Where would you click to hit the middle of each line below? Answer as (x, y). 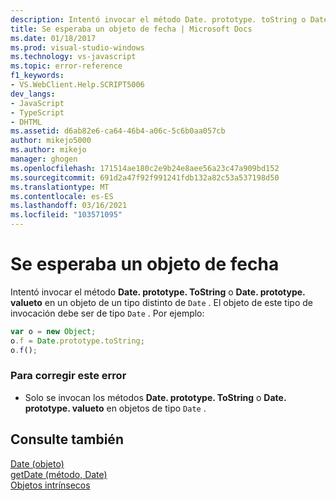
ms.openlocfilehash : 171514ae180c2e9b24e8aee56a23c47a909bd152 (145, 168)
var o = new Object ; (53, 331)
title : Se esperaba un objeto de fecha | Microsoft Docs (131, 29)
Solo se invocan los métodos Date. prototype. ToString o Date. (155, 397)
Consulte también (67, 439)
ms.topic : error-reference (66, 66)
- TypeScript (37, 112)
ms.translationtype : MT (60, 187)
